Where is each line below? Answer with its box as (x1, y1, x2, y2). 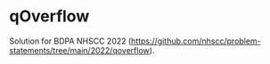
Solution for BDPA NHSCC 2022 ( (9, 36, 132, 46)
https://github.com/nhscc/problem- (130, 36, 261, 46)
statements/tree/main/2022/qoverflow (9, 44, 150, 55)
